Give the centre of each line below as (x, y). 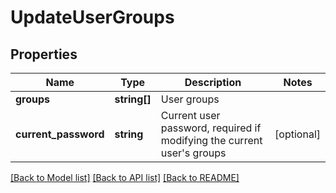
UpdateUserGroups (92, 17)
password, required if (211, 128)
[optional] (297, 134)
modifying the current (211, 140)
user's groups (193, 153)
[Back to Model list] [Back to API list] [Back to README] (125, 177)
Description (213, 82)
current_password (60, 134)
